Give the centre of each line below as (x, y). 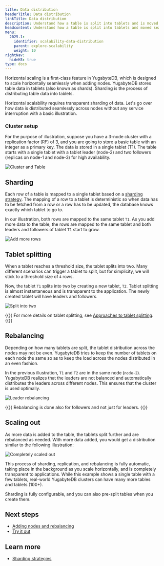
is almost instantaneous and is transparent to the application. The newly (77, 291)
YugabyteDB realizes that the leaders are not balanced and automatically (78, 378)
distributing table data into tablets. (40, 94)
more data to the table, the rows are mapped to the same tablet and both (78, 224)
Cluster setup (21, 126)
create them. (18, 499)
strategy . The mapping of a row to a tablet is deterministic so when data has (82, 199)
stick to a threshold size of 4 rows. (40, 277)
